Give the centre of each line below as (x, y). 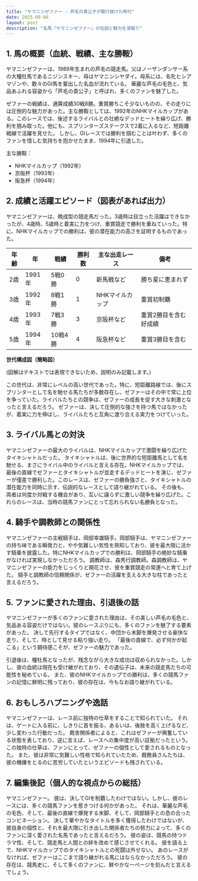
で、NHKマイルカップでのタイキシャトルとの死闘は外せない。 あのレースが (97, 850)
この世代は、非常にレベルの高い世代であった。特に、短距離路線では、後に (96, 385)
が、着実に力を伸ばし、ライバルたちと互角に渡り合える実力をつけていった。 (99, 414)
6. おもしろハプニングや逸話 (57, 703)
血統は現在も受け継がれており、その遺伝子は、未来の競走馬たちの (106, 667)
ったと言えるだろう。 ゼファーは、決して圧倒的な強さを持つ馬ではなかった (97, 406)
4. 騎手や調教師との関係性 (53, 522)
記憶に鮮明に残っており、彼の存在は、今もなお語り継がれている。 (96, 682)
